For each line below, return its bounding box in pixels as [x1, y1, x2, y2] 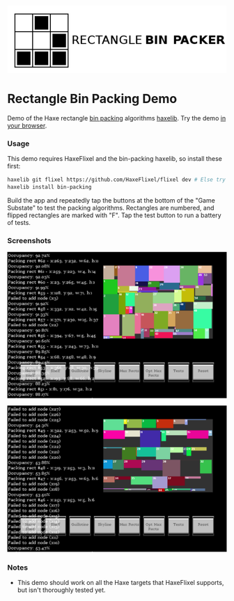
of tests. [7, 219, 31, 227]
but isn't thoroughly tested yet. [17, 586, 106, 594]
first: [7, 162, 21, 171]
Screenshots [7, 235, 52, 245]
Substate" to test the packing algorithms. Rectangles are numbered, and [7, 204, 214, 212]
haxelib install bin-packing [7, 184, 92, 191]
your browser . [7, 121, 47, 130]
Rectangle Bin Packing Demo [7, 91, 178, 107]
